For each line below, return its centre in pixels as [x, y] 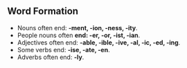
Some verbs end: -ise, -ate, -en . [63, 49]
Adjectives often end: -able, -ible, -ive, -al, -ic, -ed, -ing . [99, 42]
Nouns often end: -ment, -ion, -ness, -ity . [77, 27]
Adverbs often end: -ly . [51, 57]
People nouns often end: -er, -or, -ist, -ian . [79, 35]
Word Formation [43, 11]
